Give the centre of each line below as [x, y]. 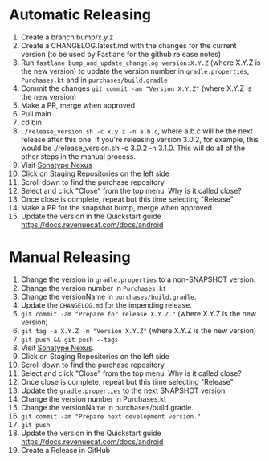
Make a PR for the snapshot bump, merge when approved [116, 207]
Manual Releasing [70, 257]
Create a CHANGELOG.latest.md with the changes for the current [128, 45]
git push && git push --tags [69, 340]
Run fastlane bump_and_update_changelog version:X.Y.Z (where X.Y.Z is [141, 63]
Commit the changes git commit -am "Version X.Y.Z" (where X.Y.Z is [136, 88]
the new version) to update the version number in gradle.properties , [135, 71]
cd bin [31, 122]
